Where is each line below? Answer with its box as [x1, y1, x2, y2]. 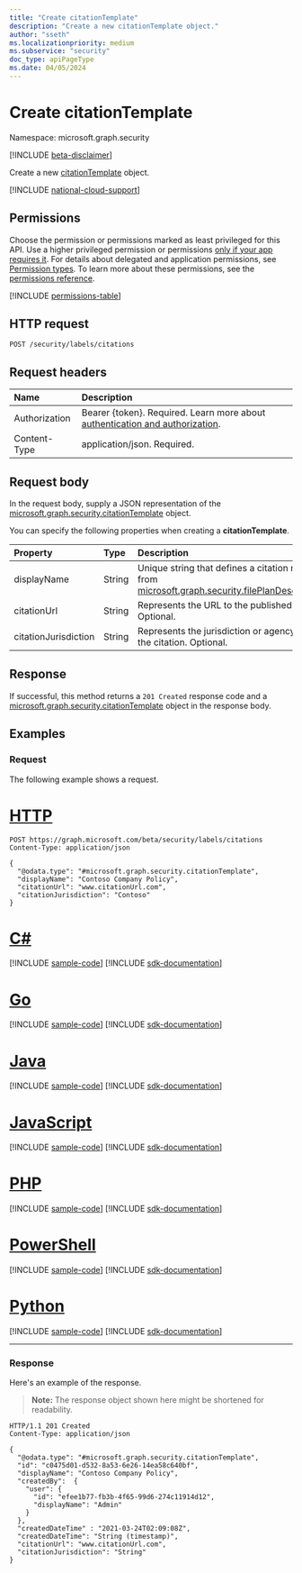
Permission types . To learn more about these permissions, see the [9, 263, 254, 274]
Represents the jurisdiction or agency [138, 625, 296, 638]
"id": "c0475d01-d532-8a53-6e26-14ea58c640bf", [17, 1461, 200, 1470]
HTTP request [9, 316, 90, 332]
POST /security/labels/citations [9, 340, 135, 350]
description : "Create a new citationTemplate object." [9, 22, 219, 31]
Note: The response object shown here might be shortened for [31, 1395, 265, 1405]
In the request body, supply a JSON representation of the [9, 498, 222, 509]
